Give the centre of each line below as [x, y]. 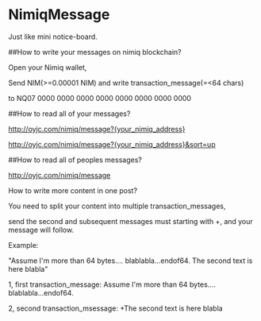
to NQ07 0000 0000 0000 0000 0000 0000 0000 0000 [100, 98]
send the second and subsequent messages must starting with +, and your [131, 221]
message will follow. [41, 230]
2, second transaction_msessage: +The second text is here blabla [116, 308]
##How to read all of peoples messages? [75, 160]
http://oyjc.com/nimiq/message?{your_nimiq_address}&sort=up [112, 144]
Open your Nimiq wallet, [48, 67]
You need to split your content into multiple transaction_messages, [117, 206]
